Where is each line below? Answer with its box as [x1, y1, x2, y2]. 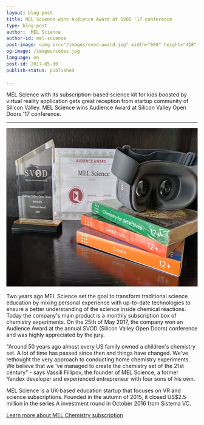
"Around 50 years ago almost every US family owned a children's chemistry [6, 343, 195, 350]
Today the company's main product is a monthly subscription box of [6, 312, 177, 320]
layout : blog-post [6, 10, 53, 16]
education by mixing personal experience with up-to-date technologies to [6, 299, 191, 306]
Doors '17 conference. [6, 110, 62, 118]
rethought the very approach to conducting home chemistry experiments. [6, 356, 190, 363]
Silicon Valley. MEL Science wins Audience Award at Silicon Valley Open [6, 104, 186, 112]
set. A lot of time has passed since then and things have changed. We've [6, 349, 189, 357]
